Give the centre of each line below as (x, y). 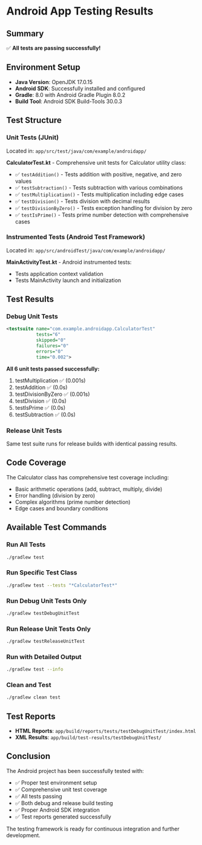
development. (23, 835)
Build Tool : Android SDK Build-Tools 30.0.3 (69, 101)
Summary (25, 34)
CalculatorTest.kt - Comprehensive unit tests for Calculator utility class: (96, 162)
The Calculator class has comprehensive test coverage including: (88, 477)
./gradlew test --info (35, 669)
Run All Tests (26, 545)
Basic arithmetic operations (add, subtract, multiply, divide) (89, 489)
